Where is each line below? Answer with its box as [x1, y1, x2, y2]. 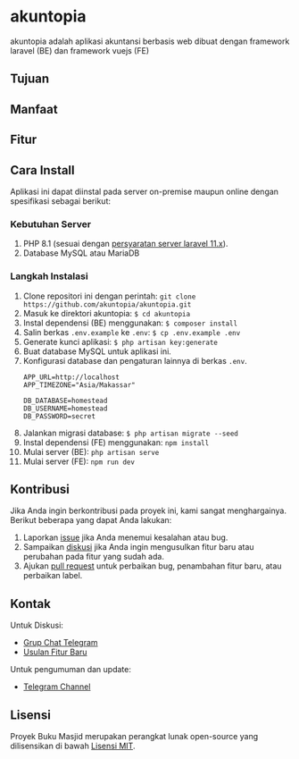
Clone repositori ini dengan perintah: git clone [22, 291, 196, 301]
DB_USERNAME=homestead [22, 404, 108, 413]
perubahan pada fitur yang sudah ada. [22, 552, 164, 562]
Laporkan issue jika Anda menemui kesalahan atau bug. [22, 532, 228, 543]
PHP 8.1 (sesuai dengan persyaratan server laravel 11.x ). [22, 239, 228, 249]
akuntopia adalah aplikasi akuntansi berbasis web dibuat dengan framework [10, 36, 290, 46]
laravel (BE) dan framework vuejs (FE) [10, 45, 150, 55]
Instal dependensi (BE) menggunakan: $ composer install [22, 317, 238, 328]
